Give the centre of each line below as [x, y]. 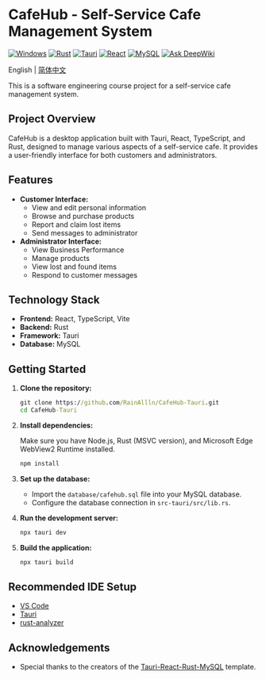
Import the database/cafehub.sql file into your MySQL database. [137, 494]
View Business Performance [78, 249]
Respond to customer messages [84, 274]
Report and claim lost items [76, 224]
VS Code [34, 606]
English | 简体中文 [37, 70]
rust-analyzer [42, 623]
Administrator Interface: [60, 241]
